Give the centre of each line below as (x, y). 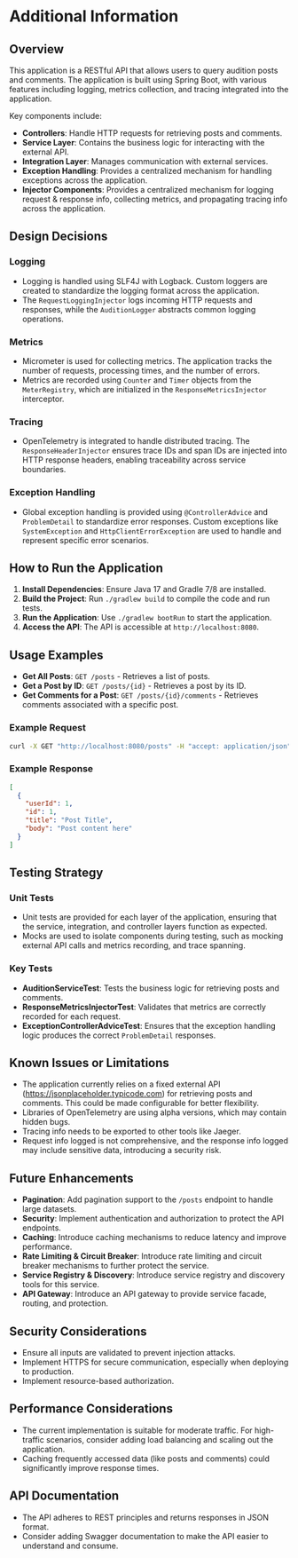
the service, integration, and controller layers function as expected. (145, 927)
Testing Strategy (56, 873)
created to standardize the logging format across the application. (141, 290)
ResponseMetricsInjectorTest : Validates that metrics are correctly (144, 1007)
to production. (48, 1372)
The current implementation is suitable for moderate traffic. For (137, 1430)
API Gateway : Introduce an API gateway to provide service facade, (145, 1294)
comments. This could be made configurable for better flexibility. (141, 1103)
